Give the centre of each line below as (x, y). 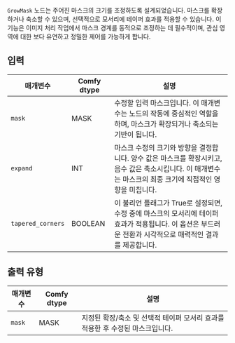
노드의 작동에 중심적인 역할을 (174, 113)
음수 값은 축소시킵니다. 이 (154, 168)
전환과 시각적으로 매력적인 (163, 234)
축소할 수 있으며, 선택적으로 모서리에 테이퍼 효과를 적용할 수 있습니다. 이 (123, 19)
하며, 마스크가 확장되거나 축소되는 (166, 123)
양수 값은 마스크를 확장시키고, (176, 158)
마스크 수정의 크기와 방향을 (156, 147)
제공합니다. (140, 245)
